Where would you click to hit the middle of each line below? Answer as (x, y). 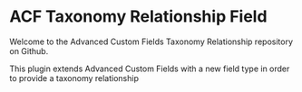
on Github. (29, 51)
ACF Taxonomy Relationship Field (138, 17)
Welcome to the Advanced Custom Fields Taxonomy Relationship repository (151, 41)
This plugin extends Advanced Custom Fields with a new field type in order (150, 69)
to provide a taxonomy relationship (74, 78)
